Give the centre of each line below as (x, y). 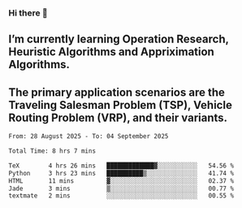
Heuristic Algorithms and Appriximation (112, 52)
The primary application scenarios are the (117, 92)
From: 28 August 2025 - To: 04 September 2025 (89, 136)
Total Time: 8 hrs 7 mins (52, 151)
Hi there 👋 (28, 13)
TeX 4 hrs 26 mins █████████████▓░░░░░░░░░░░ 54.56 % (121, 166)
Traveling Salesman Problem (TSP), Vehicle (121, 105)
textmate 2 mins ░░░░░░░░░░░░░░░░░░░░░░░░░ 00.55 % (121, 196)
